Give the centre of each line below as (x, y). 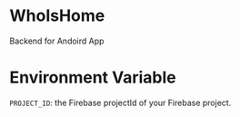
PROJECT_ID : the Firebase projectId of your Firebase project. (120, 102)
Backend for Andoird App (57, 41)
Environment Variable (93, 78)
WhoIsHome (57, 16)
